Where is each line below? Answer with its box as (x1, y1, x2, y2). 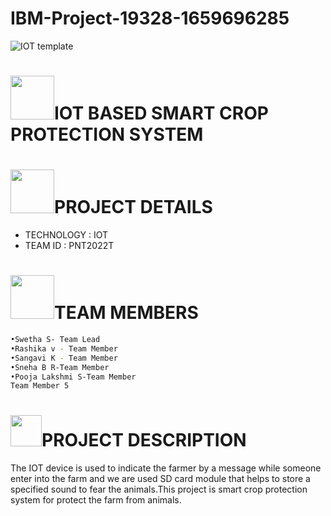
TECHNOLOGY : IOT (24, 229, 108, 241)
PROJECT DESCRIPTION (41, 429, 247, 452)
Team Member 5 (10, 381, 70, 391)
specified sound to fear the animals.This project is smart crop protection (10, 483, 308, 496)
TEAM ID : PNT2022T (24, 240, 115, 252)
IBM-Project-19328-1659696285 (10, 7, 290, 30)
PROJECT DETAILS (54, 196, 213, 219)
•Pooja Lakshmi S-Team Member (10, 372, 137, 382)
